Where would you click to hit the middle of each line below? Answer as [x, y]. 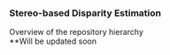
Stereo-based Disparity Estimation [85, 13]
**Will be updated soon [53, 41]
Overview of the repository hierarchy [77, 32]
